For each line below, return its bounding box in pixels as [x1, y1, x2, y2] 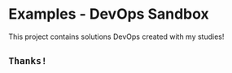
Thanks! [8, 55, 47, 67]
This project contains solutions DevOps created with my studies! [8, 32, 225, 41]
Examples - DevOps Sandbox [8, 5, 209, 24]
